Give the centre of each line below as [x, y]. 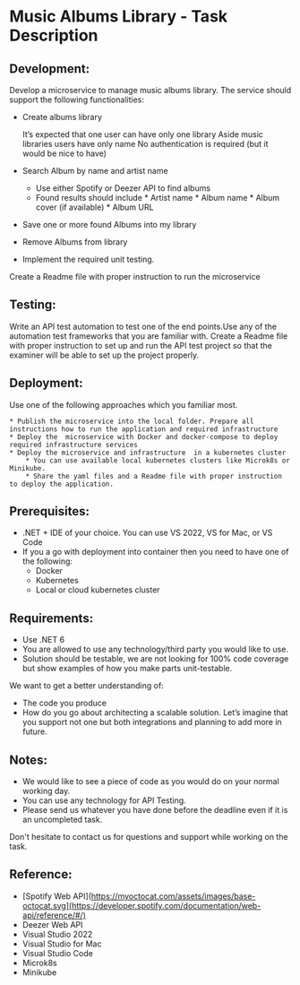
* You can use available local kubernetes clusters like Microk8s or [158, 460]
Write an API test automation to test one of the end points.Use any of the [143, 326]
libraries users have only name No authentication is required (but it [145, 144]
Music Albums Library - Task [119, 17]
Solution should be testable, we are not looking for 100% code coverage [155, 659]
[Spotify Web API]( [57, 896]
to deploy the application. [62, 484]
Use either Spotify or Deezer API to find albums [123, 188]
